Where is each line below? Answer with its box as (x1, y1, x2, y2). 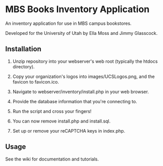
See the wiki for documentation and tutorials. (5, 156, 99, 162)
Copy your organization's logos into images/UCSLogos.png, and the (12, 73, 155, 79)
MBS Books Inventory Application (5, 4, 150, 15)
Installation (5, 45, 42, 54)
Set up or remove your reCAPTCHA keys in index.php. (12, 128, 126, 134)
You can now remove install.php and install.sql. (12, 118, 111, 124)
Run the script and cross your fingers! (12, 108, 92, 114)
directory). (12, 63, 35, 69)
